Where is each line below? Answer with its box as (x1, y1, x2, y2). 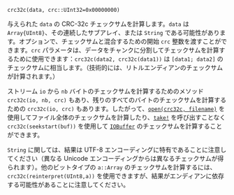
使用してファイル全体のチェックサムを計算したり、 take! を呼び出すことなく (7, 113, 226, 122)
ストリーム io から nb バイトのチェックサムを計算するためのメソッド (7, 87, 204, 95)
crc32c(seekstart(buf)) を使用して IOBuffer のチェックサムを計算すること (7, 122, 222, 130)
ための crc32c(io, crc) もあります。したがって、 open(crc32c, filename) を (7, 105, 225, 113)
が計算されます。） (7, 72, 59, 80)
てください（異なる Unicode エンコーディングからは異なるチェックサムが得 (7, 154, 224, 162)
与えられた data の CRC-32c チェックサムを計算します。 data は (7, 20, 190, 28)
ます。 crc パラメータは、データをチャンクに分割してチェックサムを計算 (13, 46, 219, 54)
